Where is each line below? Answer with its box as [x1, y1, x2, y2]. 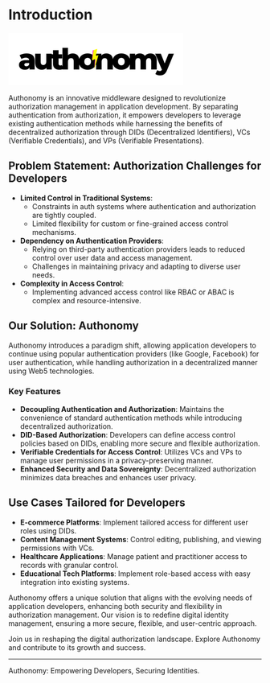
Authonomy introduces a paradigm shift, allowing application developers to [8, 340, 257, 350]
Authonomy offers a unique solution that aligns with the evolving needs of [8, 593, 253, 603]
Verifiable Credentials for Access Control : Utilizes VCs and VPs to [19, 446, 243, 456]
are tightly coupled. [31, 210, 96, 220]
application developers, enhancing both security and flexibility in [8, 601, 223, 611]
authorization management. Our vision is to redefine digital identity [8, 610, 229, 619]
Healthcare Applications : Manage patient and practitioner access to [19, 551, 247, 561]
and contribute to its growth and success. [8, 642, 146, 652]
